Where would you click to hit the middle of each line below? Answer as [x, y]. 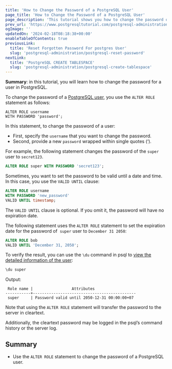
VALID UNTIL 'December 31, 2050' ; [42, 245]
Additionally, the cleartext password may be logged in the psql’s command [84, 323]
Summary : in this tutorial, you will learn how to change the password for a [83, 82]
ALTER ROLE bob [21, 240]
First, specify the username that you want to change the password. [82, 136]
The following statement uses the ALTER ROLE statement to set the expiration [85, 225]
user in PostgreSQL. [26, 87]
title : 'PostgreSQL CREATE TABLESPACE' [52, 63]
